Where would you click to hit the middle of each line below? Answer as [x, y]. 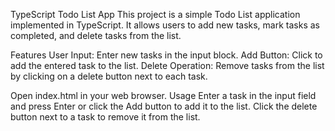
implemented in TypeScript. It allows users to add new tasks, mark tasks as [165, 25]
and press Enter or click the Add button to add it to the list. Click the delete [164, 106]
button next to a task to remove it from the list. [105, 117]
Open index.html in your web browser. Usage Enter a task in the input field [163, 95]
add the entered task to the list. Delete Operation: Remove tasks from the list [167, 65]
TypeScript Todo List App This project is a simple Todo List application [155, 14]
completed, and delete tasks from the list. [96, 35]
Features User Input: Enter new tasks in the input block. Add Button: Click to [166, 55]
